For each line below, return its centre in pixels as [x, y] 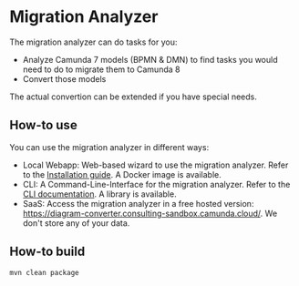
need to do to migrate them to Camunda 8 [101, 69]
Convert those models [64, 78]
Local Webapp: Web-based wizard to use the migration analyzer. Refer [155, 165]
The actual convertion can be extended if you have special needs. [133, 97]
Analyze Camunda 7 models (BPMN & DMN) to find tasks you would [150, 59]
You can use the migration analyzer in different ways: [109, 147]
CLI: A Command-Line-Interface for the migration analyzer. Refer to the [156, 184]
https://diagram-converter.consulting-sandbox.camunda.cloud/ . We [150, 213]
